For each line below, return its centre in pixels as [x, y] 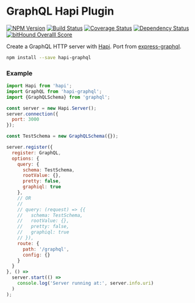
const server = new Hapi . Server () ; [51, 108]
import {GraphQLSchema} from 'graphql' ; [58, 97]
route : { [28, 243]
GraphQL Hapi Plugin [60, 11]
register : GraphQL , [37, 153]
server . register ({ [30, 148]
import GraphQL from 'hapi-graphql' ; [54, 91]
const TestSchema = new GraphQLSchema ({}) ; [62, 136]
